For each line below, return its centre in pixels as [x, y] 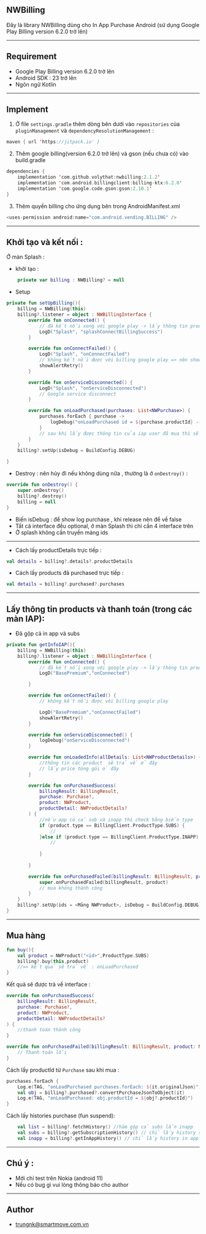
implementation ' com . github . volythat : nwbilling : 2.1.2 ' [89, 178]
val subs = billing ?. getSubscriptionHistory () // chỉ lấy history [107, 1133]
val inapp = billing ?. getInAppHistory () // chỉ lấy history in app [108, 1138]
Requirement [32, 57]
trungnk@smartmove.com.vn [52, 1224]
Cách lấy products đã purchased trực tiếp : [69, 573]
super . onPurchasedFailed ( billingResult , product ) [104, 882]
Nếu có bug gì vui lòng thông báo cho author [72, 1184]
